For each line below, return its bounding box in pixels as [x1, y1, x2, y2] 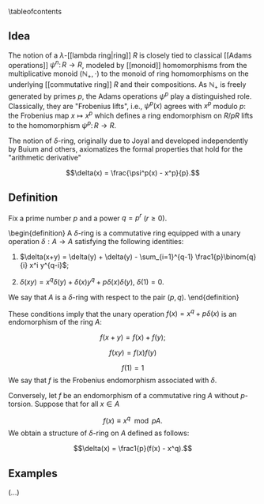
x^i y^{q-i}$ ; [29, 261, 70, 270]
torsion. [8, 399, 33, 409]
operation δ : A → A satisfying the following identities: [8, 237, 184, 246]
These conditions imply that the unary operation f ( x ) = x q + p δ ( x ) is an [8, 307, 237, 318]
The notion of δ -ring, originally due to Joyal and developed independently [8, 136, 249, 145]
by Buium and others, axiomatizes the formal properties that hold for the [8, 144, 243, 153]
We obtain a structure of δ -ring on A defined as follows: [8, 428, 190, 438]
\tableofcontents [8, 7, 62, 16]
